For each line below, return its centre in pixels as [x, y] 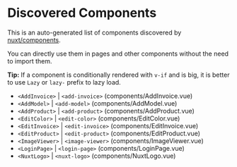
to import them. [30, 61]
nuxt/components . [34, 39]
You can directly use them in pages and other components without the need [118, 54]
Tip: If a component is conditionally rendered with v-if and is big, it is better [118, 75]
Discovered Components [82, 13]
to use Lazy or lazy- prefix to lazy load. [64, 82]
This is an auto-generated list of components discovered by [94, 32]
